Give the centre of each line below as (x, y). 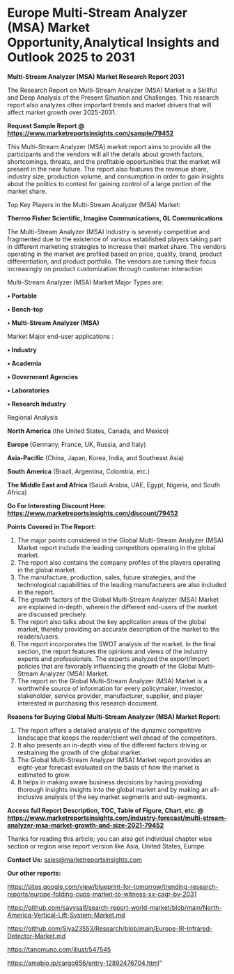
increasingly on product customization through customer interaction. (106, 268)
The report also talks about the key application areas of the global (112, 621)
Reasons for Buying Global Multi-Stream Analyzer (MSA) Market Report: (114, 717)
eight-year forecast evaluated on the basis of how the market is (108, 767)
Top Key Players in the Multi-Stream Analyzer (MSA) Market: (94, 204)
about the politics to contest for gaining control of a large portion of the (109, 183)
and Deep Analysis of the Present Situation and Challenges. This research (113, 97)
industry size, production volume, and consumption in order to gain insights (116, 176)
